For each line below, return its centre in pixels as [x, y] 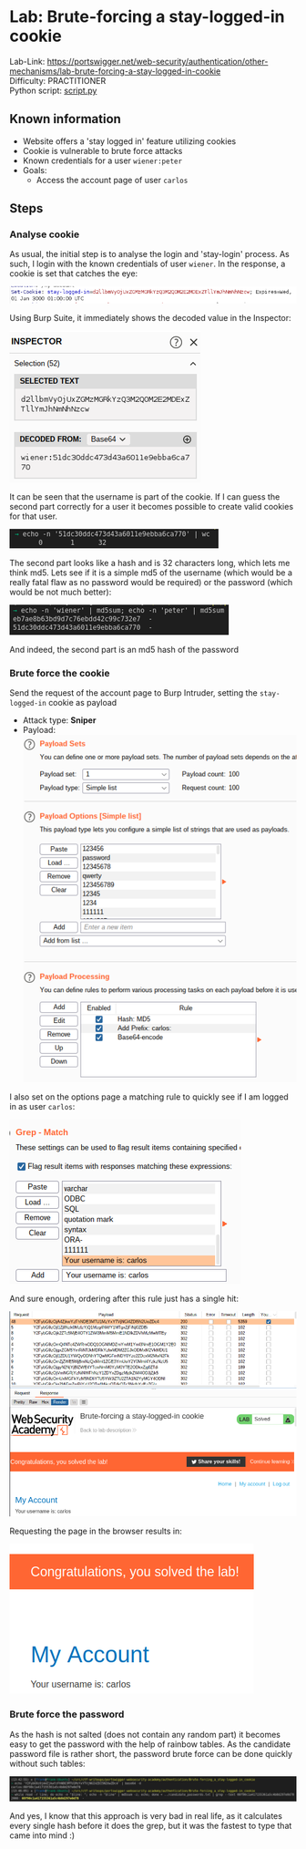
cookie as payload [83, 702]
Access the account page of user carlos [112, 180]
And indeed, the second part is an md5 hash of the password [124, 649]
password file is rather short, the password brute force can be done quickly [151, 1753]
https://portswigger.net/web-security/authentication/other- [158, 61]
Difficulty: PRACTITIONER [58, 80]
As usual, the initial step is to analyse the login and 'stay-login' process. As [149, 254]
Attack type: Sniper [59, 720]
